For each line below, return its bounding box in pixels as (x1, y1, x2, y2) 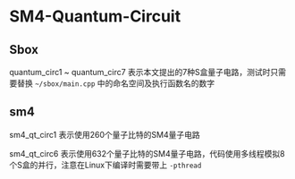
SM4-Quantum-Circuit (9, 6, 181, 27)
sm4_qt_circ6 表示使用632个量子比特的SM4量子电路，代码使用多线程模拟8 (9, 148, 285, 158)
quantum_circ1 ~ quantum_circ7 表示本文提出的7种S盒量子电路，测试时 (9, 67, 271, 77)
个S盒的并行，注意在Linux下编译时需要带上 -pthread (9, 159, 202, 170)
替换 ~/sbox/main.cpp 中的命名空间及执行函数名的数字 (16, 78, 215, 89)
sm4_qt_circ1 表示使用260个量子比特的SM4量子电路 (9, 129, 200, 140)
